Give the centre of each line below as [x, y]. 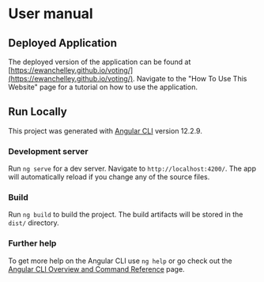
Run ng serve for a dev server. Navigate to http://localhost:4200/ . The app [132, 169]
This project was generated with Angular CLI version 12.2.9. [106, 130]
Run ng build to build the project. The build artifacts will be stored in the [126, 215]
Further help [32, 243]
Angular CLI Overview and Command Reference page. [96, 269]
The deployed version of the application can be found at [100, 62]
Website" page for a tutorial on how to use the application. [103, 87]
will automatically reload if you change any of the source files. [109, 177]
